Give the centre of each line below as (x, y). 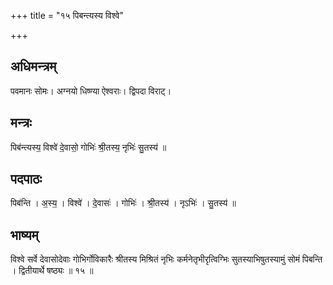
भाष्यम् (24, 235)
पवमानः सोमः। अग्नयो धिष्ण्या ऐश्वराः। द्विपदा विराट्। (91, 91)
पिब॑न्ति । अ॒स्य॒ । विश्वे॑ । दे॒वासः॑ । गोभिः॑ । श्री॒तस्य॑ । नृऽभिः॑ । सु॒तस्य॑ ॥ (123, 203)
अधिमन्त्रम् (33, 66)
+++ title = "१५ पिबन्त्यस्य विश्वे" (67, 15)
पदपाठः (26, 179)
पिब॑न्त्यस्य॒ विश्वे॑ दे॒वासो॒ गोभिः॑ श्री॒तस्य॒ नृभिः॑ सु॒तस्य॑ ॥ (88, 147)
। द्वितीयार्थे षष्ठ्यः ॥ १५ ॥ (52, 271)
